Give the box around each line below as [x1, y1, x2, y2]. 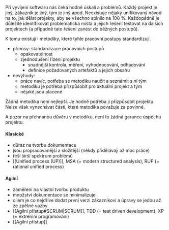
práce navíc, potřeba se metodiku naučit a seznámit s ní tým [20, 78, 147, 84]
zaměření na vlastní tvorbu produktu [12, 186, 89, 192]
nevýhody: [12, 73, 35, 78]
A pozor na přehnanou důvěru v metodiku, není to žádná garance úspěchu [5, 114, 161, 120]
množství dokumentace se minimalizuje [12, 192, 96, 198]
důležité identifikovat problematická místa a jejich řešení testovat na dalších [5, 20, 164, 26]
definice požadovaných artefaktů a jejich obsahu [27, 67, 130, 73]
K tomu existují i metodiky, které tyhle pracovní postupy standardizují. [5, 36, 151, 42]
